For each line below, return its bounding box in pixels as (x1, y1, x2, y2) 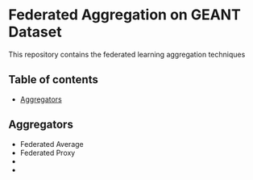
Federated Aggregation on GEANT (8, 6, 242, 24)
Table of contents (8, 73, 98, 86)
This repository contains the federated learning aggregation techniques (8, 49, 246, 59)
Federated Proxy (19, 148, 76, 157)
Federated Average (19, 139, 84, 149)
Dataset (8, 23, 62, 41)
